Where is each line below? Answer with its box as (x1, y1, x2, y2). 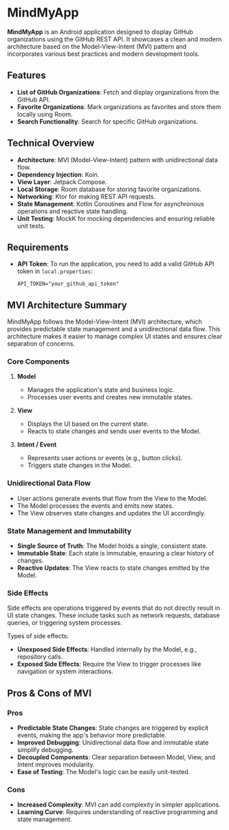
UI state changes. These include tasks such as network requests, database (7, 611, 220, 620)
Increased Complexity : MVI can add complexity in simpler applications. (17, 800, 221, 809)
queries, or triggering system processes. (7, 619, 122, 627)
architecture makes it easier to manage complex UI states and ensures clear (7, 333, 223, 341)
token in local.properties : (17, 267, 93, 275)
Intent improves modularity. (17, 760, 95, 769)
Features (7, 70, 46, 81)
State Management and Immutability (7, 526, 132, 535)
